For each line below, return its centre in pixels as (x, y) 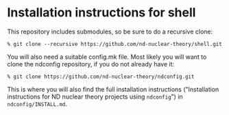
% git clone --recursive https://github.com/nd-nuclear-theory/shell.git (115, 44)
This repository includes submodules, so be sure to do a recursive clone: (110, 31)
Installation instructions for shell (101, 13)
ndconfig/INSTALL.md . (37, 103)
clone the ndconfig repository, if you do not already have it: (91, 64)
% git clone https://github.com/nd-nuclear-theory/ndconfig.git (101, 77)
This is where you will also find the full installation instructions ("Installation (113, 89)
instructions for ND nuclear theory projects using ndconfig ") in (95, 97)
